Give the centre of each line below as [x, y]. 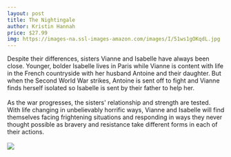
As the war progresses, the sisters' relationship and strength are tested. [109, 103]
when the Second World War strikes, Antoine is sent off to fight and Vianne [113, 81]
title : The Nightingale [41, 20]
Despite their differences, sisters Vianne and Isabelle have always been [108, 59]
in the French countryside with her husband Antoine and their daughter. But [114, 74]
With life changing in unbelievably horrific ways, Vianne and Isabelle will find [116, 110]
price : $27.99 [28, 33]
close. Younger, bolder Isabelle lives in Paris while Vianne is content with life [115, 66]
